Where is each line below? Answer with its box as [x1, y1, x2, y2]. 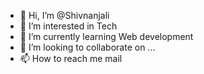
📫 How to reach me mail [19, 53, 123, 64]
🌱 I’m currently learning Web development [19, 31, 194, 42]
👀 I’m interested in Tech [19, 20, 118, 32]
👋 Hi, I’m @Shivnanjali [19, 10, 110, 21]
